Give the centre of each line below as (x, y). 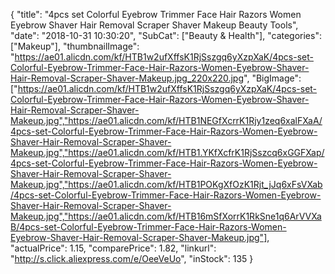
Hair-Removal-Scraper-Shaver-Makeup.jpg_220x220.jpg (127, 78)
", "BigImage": (272, 78)
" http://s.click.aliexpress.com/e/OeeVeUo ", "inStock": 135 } (132, 258)
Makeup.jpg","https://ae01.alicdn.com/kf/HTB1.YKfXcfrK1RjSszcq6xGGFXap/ (167, 152)
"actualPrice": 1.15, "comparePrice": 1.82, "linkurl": (113, 248)
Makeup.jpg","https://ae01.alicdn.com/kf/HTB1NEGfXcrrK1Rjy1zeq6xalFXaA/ (166, 120)
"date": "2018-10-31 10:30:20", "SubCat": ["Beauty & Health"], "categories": (166, 35)
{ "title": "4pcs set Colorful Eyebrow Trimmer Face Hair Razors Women (156, 14)
